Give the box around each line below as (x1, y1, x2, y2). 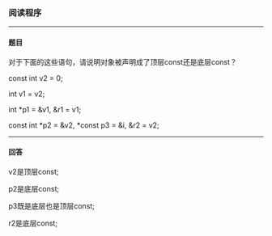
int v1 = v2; (8, 89, 45, 99)
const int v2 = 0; (8, 73, 63, 82)
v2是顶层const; (8, 166, 59, 176)
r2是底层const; (8, 218, 58, 228)
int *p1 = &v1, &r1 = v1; (8, 104, 82, 114)
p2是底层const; (8, 183, 59, 193)
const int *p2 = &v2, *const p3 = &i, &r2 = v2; (8, 120, 159, 130)
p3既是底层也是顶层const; (8, 200, 96, 211)
